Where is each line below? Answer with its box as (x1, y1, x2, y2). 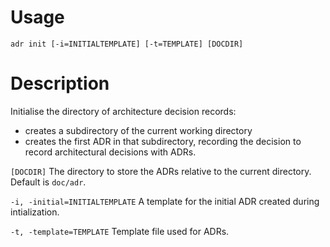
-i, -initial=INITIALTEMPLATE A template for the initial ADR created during (10, 195, 320, 207)
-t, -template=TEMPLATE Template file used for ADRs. (10, 225, 230, 237)
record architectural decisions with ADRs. (24, 146, 197, 158)
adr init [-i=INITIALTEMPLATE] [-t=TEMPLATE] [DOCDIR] (10, 39, 244, 49)
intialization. (10, 206, 60, 218)
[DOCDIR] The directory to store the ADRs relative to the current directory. (10, 165, 312, 177)
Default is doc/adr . (10, 176, 87, 188)
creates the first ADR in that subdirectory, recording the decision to (24, 135, 302, 147)
